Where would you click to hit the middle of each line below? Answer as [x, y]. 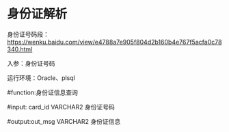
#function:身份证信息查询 [43, 92]
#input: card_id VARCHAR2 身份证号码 [61, 107]
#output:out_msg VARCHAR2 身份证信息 [64, 121]
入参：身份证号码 [31, 63]
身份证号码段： [28, 34]
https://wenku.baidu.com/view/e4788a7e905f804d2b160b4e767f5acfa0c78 [114, 42]
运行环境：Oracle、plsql [41, 78]
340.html [20, 49]
